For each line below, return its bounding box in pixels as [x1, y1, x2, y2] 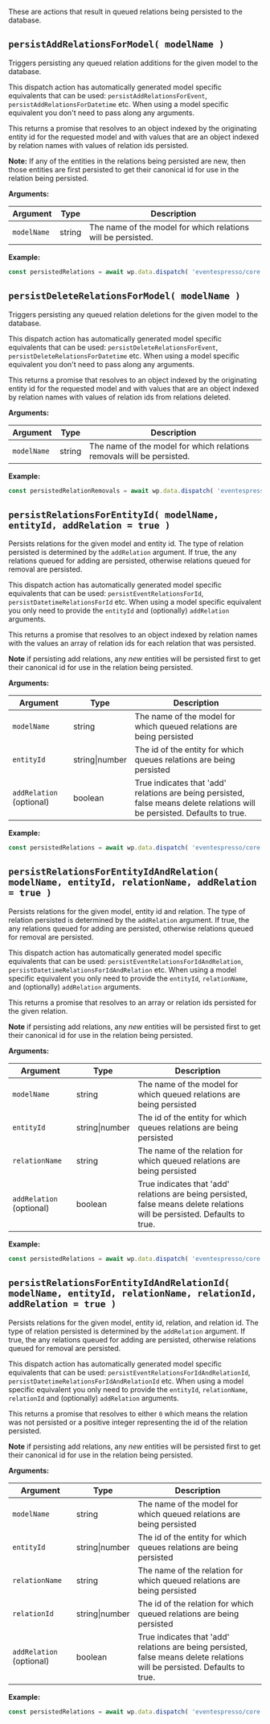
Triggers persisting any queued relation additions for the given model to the [8, 58, 259, 68]
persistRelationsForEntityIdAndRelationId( [8, 1277, 231, 1289]
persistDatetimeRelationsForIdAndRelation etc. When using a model [8, 965, 237, 974]
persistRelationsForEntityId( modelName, [8, 509, 219, 520]
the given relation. [8, 1006, 68, 1015]
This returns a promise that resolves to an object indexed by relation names [8, 630, 258, 639]
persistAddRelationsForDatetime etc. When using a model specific [8, 99, 229, 109]
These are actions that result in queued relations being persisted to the [8, 7, 243, 16]
